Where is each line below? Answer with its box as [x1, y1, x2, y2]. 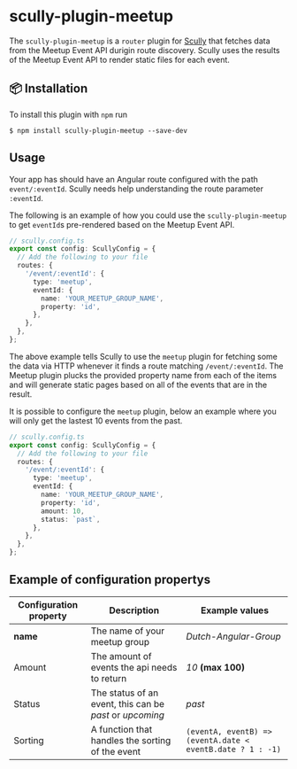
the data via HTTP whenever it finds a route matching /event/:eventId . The [9, 361, 284, 371]
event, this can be [90, 697, 165, 710]
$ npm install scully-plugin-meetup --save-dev [9, 126, 188, 135]
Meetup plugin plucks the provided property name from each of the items [9, 369, 277, 380]
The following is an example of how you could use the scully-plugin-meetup [9, 210, 287, 221]
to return [90, 672, 127, 684]
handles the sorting [90, 734, 171, 746]
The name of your [90, 625, 165, 637]
